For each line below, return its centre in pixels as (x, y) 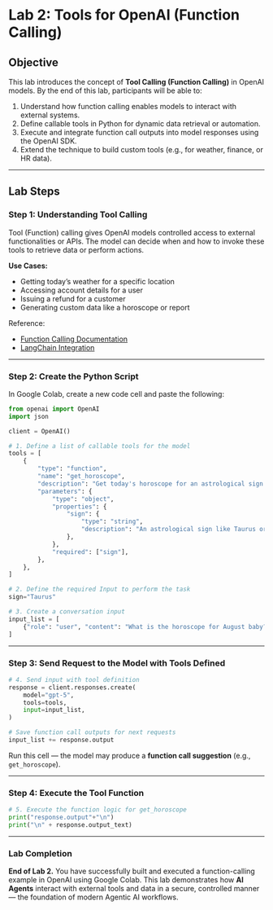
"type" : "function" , (72, 469)
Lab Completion (41, 853)
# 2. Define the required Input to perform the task (100, 589)
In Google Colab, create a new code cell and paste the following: (117, 393)
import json (28, 416)
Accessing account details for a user (82, 290)
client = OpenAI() (39, 431)
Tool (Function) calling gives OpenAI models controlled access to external (132, 232)
